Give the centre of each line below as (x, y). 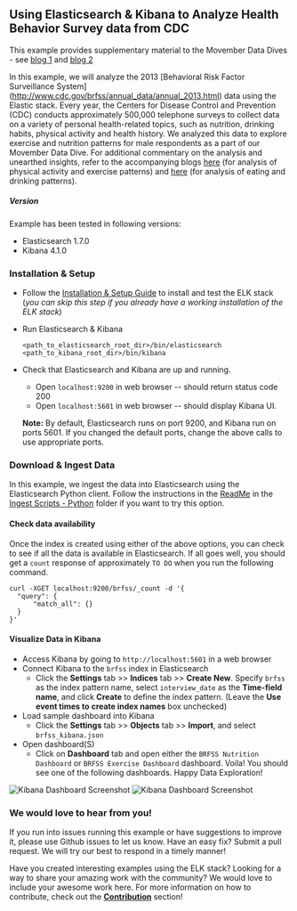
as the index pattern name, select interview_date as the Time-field (159, 687)
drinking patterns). (43, 181)
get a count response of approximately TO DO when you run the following (141, 562)
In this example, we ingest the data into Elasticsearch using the (124, 484)
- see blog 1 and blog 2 (51, 59)
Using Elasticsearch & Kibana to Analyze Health (144, 15)
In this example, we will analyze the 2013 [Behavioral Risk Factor (127, 77)
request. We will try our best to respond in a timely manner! (118, 851)
